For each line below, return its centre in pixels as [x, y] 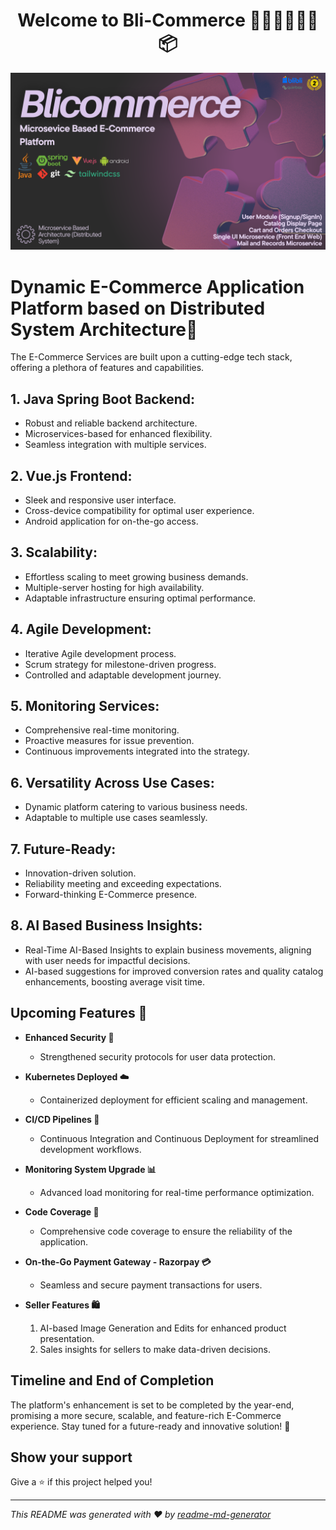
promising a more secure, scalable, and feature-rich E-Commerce [146, 1415]
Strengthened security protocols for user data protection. [157, 1056]
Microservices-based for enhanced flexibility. [118, 434]
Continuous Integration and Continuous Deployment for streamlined [179, 1138]
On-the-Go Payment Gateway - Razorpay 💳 [118, 1261]
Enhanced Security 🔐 [69, 1037]
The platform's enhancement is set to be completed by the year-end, [152, 1405]
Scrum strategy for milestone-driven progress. [120, 664]
